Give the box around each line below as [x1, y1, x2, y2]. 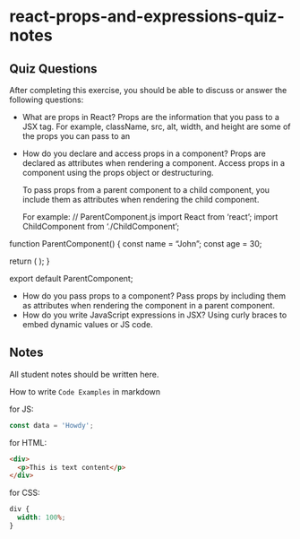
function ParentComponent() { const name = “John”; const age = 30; [9, 239, 262, 248]
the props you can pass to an [21, 131, 131, 141]
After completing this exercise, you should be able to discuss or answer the [9, 85, 287, 95]
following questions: [9, 94, 84, 105]
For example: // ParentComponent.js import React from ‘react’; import [21, 212, 279, 222]
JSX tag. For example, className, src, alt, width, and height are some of [21, 121, 291, 132]
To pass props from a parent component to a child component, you [21, 185, 270, 195]
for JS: [9, 404, 34, 414]
